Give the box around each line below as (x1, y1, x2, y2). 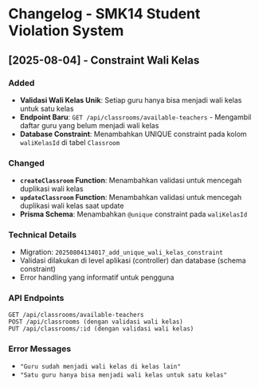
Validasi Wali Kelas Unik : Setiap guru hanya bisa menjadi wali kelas (19, 95, 242, 104)
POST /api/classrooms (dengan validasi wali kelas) (8, 318, 183, 326)
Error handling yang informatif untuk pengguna (19, 272, 175, 283)
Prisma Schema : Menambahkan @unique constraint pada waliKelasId (19, 209, 248, 219)
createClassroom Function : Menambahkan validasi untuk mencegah (19, 176, 242, 186)
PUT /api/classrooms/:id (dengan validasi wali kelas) (8, 324, 194, 333)
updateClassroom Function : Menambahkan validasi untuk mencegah (19, 193, 242, 202)
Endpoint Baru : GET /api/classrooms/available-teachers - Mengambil (19, 112, 252, 122)
